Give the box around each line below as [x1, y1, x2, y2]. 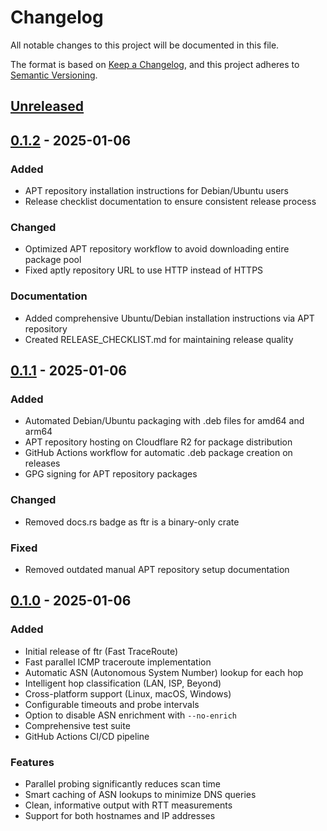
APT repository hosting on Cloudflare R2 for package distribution [24, 436, 293, 448]
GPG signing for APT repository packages [24, 468, 198, 480]
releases [24, 457, 61, 470]
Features [10, 755, 55, 769]
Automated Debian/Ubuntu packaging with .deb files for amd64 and [24, 415, 305, 427]
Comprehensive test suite [24, 719, 131, 731]
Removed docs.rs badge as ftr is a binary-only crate [24, 516, 240, 528]
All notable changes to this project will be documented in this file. [10, 39, 280, 51]
